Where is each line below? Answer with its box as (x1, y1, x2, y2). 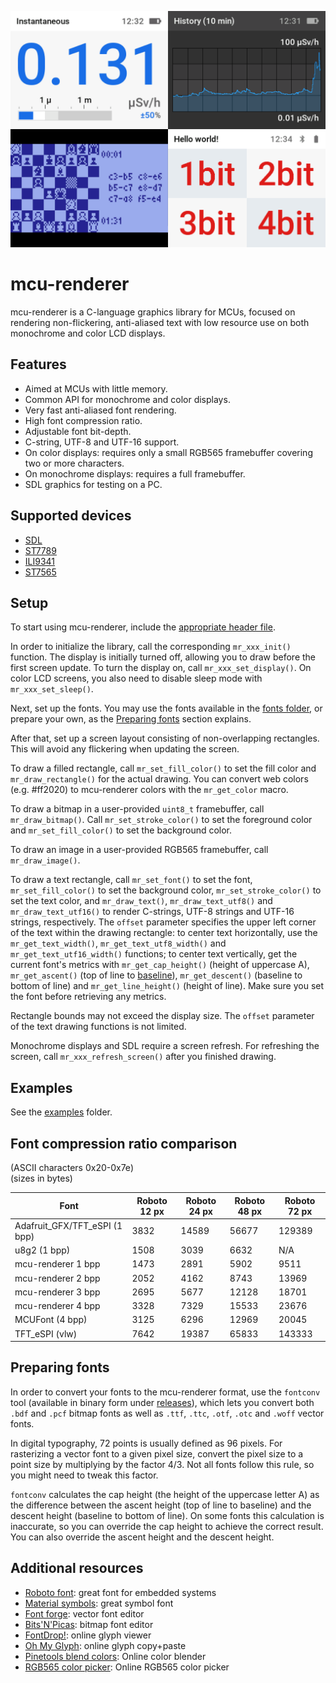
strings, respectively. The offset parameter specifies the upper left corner (10, 916, 317, 928)
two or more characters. (24, 457, 125, 469)
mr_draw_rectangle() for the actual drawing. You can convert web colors (10, 773, 309, 785)
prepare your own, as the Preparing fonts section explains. (10, 713, 252, 725)
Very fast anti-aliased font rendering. (24, 404, 177, 416)
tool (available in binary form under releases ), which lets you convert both (10, 1396, 315, 1408)
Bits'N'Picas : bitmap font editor (24, 1618, 154, 1630)
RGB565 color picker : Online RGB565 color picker (24, 1661, 230, 1673)
